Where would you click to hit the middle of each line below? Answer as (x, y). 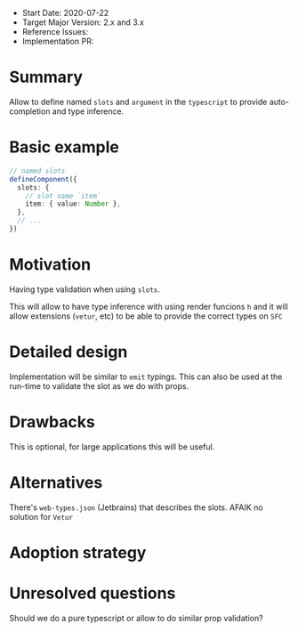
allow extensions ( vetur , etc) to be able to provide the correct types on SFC (146, 316)
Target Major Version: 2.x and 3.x (83, 22)
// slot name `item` (63, 196)
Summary (46, 77)
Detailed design (68, 352)
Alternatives (56, 482)
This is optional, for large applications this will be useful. (112, 446)
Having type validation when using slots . (85, 289)
